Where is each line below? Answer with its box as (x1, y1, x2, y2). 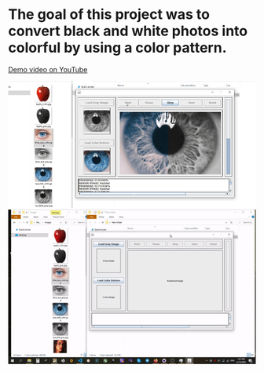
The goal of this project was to (8, 5, 211, 24)
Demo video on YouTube (8, 64, 88, 74)
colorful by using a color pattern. (8, 39, 227, 57)
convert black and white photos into (8, 22, 248, 40)
